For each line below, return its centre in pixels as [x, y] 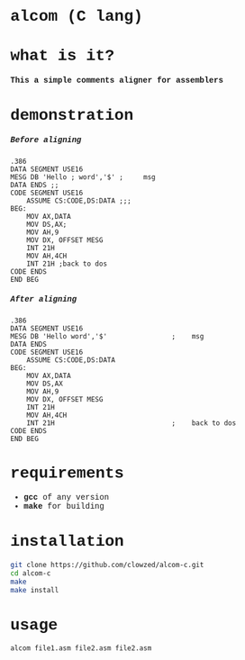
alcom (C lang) [77, 17]
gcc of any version [66, 497]
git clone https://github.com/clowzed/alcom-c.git [107, 565]
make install [35, 590]
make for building [64, 506]
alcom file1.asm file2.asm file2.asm [81, 648]
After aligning [44, 299]
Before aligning [46, 140]
